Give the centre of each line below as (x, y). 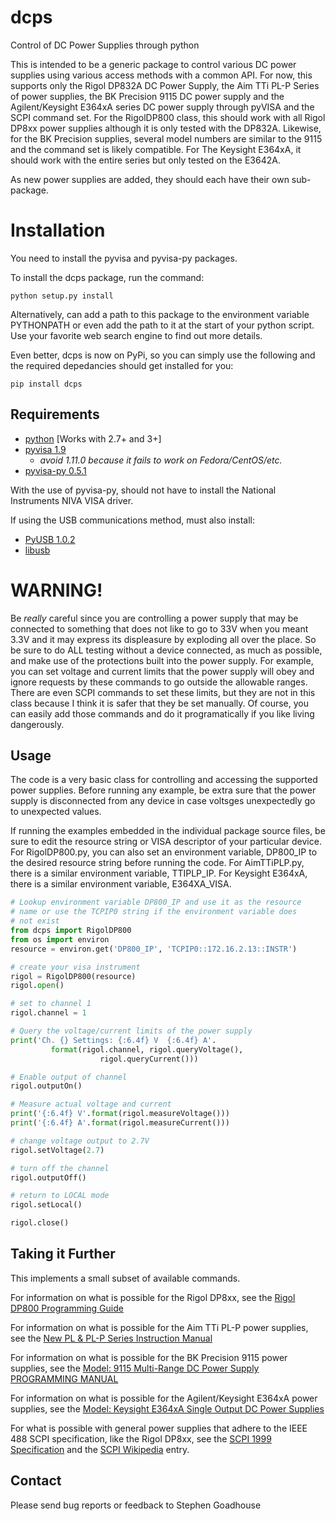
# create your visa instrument (75, 967)
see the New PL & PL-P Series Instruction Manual (111, 1338)
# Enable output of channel (69, 1077)
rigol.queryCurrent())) (149, 1059)
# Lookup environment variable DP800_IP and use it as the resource (156, 902)
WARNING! (56, 590)
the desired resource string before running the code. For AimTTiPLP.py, (157, 863)
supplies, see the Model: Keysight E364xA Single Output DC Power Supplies (167, 1408)
